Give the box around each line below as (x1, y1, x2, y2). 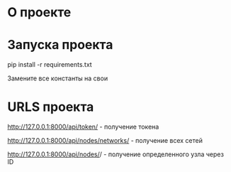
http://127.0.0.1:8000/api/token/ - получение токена (7, 122, 159, 131)
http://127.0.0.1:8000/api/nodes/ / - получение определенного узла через (7, 150, 225, 158)
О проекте (7, 4, 72, 21)
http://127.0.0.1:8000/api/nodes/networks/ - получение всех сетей (7, 136, 203, 145)
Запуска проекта (7, 37, 113, 53)
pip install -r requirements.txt (7, 60, 92, 69)
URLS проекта (7, 99, 94, 115)
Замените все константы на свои (7, 74, 108, 82)
